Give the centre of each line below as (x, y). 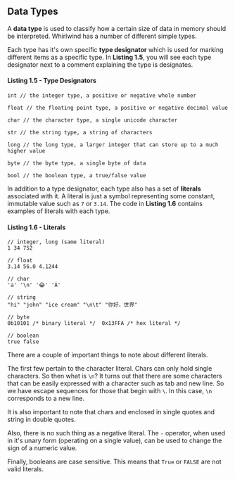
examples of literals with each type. (59, 211)
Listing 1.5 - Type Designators (52, 81)
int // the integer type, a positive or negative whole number (102, 96)
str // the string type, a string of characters (80, 133)
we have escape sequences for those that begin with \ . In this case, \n (110, 391)
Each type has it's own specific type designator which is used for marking (115, 49)
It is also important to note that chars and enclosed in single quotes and (111, 412)
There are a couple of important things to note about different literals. (108, 355)
